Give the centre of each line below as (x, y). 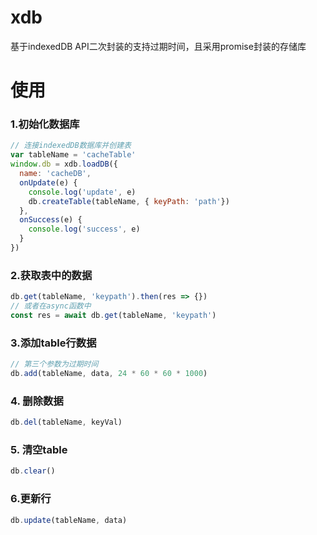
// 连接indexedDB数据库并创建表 (71, 146)
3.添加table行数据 (53, 343)
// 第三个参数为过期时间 (54, 364)
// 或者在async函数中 (51, 306)
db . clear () (33, 471)
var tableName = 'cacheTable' (73, 155)
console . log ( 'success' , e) (84, 229)
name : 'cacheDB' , (55, 174)
